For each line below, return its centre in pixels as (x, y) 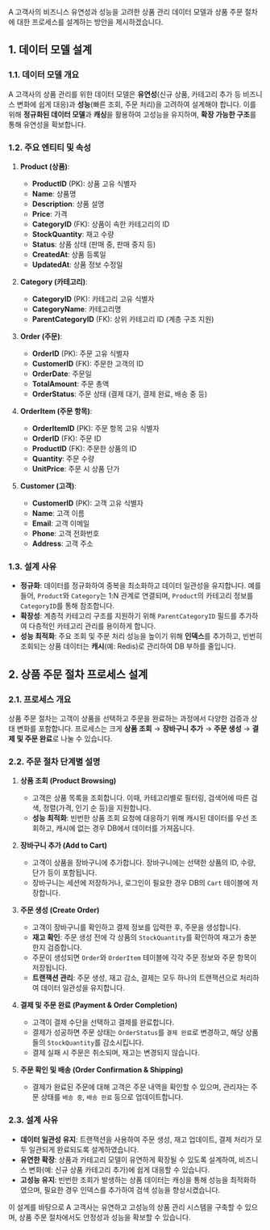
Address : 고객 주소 (63, 543)
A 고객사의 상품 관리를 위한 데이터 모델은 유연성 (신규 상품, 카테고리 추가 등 (125, 94)
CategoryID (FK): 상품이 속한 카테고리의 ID (101, 224)
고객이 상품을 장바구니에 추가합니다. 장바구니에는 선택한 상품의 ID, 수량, (144, 863)
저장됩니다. (50, 968)
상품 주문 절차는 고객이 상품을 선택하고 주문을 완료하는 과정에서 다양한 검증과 (129, 718)
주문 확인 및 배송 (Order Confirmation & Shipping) (102, 1070)
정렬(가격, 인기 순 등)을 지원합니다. (97, 808)
